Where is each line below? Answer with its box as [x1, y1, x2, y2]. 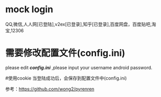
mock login [5, 4, 54, 15]
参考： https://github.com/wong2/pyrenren [5, 86, 95, 92]
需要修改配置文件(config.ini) [5, 47, 125, 59]
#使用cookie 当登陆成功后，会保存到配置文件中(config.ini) [5, 75, 127, 81]
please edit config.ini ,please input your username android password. [5, 64, 152, 70]
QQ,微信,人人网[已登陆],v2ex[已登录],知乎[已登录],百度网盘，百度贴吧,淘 [5, 21, 156, 27]
